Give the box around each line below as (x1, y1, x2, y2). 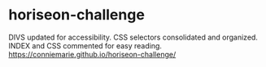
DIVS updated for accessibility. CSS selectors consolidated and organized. (8, 32, 259, 42)
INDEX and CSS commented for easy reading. (8, 40, 163, 50)
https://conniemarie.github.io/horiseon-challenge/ (8, 49, 177, 59)
